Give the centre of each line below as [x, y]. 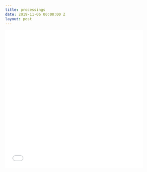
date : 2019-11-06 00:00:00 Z [35, 14]
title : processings [25, 10]
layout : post [19, 19]
